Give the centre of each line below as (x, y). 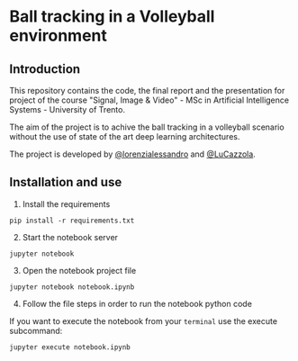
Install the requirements (66, 203)
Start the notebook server (70, 237)
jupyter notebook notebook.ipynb (72, 287)
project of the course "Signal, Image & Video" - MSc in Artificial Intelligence (149, 100)
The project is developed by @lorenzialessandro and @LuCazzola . (133, 154)
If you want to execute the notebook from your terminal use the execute (143, 320)
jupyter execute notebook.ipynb (70, 347)
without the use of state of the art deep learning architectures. (125, 136)
